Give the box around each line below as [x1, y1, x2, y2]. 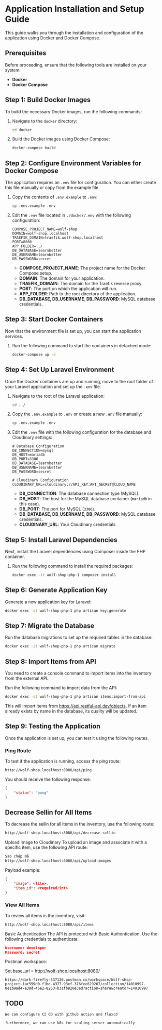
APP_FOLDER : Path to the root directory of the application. [19, 291, 136, 297]
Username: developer [5, 946, 47, 950]
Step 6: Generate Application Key [5, 586, 108, 594]
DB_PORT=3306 [12, 456, 39, 462]
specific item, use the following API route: [5, 844, 88, 850]
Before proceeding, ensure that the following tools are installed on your [5, 62, 147, 68]
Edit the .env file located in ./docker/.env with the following [12, 212, 132, 218]
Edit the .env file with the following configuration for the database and [12, 429, 151, 435]
